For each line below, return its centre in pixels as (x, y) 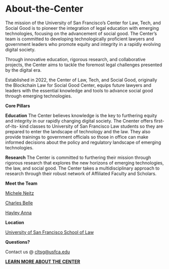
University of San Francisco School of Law (50, 232)
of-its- (12, 126)
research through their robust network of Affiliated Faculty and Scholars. (81, 173)
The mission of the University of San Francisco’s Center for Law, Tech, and (83, 23)
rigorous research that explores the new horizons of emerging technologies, (85, 163)
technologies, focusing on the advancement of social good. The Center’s (81, 33)
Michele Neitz (20, 193)
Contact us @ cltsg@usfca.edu (37, 252)
